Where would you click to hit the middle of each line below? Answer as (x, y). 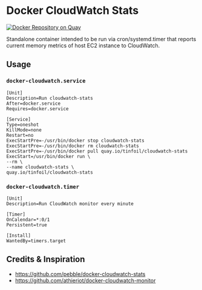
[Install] (19, 236)
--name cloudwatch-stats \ (40, 167)
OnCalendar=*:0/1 (28, 219)
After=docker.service (34, 104)
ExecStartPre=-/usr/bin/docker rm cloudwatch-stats (73, 146)
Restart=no (20, 135)
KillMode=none (24, 130)
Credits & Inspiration (46, 259)
